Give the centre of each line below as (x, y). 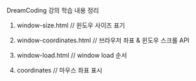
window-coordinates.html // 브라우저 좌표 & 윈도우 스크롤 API (103, 40)
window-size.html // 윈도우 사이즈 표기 (71, 25)
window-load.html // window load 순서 (72, 55)
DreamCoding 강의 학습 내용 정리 (53, 10)
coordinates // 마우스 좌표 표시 (59, 70)
